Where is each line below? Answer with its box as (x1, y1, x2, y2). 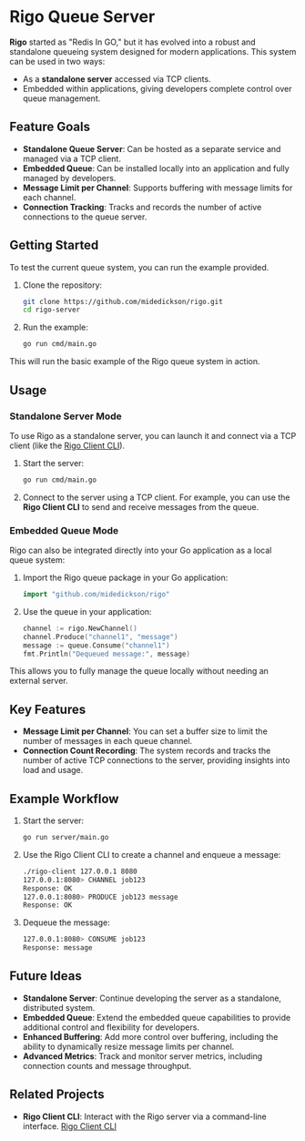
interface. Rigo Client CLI (22, 1120, 117, 1131)
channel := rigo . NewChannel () (22, 624, 138, 633)
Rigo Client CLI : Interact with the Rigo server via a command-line (22, 1111, 267, 1122)
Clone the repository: (22, 280, 103, 290)
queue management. (22, 93, 101, 104)
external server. (9, 676, 68, 687)
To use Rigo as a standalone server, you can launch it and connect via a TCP (9, 430, 297, 441)
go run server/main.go (22, 833, 109, 842)
